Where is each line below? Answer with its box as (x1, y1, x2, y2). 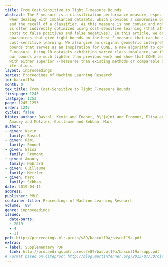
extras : (5, 240, 21, 245)
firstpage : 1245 (5, 91, 39, 96)
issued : (5, 212, 21, 217)
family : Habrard (9, 161, 43, 166)
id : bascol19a (5, 77, 35, 82)
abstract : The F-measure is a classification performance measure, (5, 12, 149, 17)
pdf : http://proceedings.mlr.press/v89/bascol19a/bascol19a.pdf (5, 235, 142, 240)
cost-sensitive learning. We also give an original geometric (9, 40, 142, 45)
